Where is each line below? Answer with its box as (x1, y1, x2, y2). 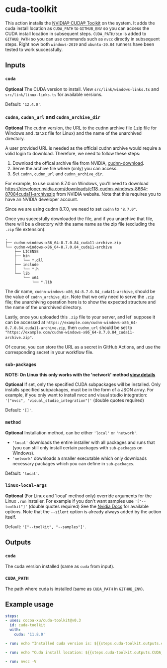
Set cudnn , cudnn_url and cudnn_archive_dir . (12, 171, 104, 177)
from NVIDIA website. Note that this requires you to (56, 191, 162, 197)
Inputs (5, 61, 26, 69)
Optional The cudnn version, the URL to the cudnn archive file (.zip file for (5, 125, 157, 131)
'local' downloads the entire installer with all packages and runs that (12, 439, 155, 445)
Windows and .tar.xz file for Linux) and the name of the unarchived (5, 130, 142, 136)
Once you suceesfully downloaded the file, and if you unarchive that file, (5, 216, 154, 222)
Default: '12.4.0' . (5, 101, 42, 107)
